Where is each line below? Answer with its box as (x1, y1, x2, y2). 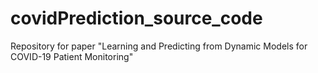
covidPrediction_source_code (10, 7, 263, 30)
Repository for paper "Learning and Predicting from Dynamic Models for (10, 40, 308, 52)
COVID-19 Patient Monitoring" (10, 50, 134, 62)
